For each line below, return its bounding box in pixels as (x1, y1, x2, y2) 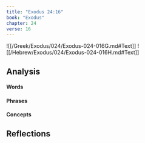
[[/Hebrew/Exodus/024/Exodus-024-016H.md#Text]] (6, 49, 140, 56)
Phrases (6, 97, 28, 104)
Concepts (6, 111, 32, 118)
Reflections (6, 128, 51, 139)
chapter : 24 (6, 20, 36, 26)
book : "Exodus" (6, 15, 45, 21)
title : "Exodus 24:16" (6, 8, 64, 15)
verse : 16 (6, 25, 32, 32)
